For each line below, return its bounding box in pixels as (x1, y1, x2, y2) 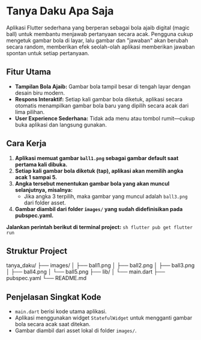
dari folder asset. (23, 199, 66, 206)
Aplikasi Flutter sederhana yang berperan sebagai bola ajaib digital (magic (6, 24, 190, 31)
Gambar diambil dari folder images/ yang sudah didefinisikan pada (14, 205, 183, 212)
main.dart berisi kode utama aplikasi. (14, 308, 107, 315)
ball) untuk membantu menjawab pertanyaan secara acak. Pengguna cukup (6, 30, 193, 37)
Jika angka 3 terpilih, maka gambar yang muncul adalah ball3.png (23, 192, 188, 200)
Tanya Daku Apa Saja (6, 4, 114, 18)
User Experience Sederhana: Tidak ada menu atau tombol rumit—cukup (14, 115, 195, 122)
